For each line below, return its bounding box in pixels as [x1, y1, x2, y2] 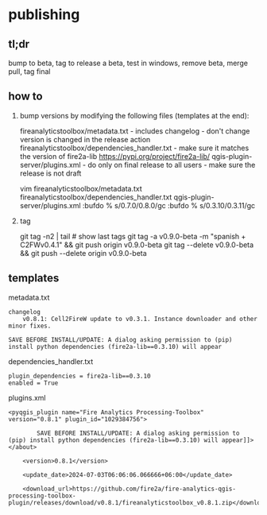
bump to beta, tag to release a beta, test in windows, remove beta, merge [8, 58, 249, 68]
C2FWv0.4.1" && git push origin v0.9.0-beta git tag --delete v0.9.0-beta [19, 240, 254, 250]
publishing [8, 6, 80, 24]
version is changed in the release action [19, 134, 151, 144]
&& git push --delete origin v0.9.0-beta [19, 248, 147, 257]
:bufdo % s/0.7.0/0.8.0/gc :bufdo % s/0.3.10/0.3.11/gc [82, 200, 256, 210]
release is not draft [19, 168, 82, 178]
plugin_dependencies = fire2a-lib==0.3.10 [8, 372, 151, 380]
